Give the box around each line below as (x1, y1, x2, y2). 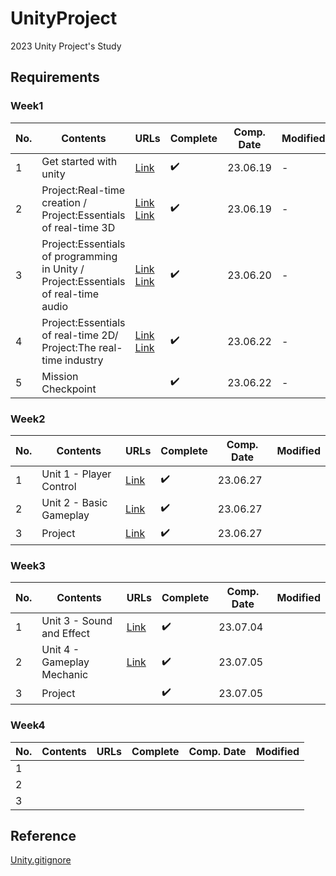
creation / (41, 195, 87, 209)
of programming (41, 249, 118, 263)
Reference (10, 827, 77, 844)
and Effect (41, 627, 90, 641)
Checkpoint (41, 382, 97, 396)
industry (64, 353, 104, 367)
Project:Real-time (41, 183, 125, 197)
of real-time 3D (41, 220, 116, 234)
